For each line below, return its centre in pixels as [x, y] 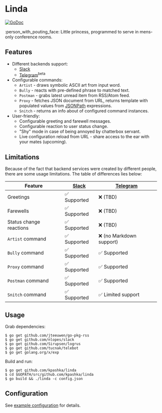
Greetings [19, 197]
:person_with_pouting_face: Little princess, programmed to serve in [72, 32]
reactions [18, 228]
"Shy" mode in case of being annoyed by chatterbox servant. [80, 131]
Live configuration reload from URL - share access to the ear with [84, 137]
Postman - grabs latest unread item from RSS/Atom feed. [74, 95]
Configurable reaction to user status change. [64, 127]
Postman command [28, 281]
